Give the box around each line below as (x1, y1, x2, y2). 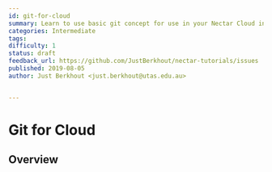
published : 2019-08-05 (8, 65, 85, 73)
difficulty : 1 (8, 42, 57, 50)
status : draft (8, 49, 57, 57)
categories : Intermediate (8, 27, 96, 35)
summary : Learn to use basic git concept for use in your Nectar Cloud (8, 19, 255, 27)
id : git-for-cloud (8, 11, 70, 20)
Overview (8, 153, 59, 166)
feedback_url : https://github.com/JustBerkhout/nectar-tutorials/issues (8, 57, 259, 65)
